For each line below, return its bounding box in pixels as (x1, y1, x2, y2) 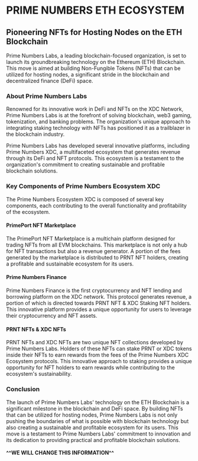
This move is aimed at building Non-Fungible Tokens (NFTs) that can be (6, 65, 181, 72)
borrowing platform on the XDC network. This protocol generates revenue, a (6, 293, 192, 300)
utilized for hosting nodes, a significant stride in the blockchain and (6, 71, 170, 78)
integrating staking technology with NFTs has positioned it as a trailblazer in (6, 124, 191, 132)
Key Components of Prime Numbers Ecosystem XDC (6, 182, 161, 190)
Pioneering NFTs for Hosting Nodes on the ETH (6, 27, 182, 37)
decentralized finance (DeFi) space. (6, 78, 93, 84)
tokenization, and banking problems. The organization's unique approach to (6, 118, 191, 125)
